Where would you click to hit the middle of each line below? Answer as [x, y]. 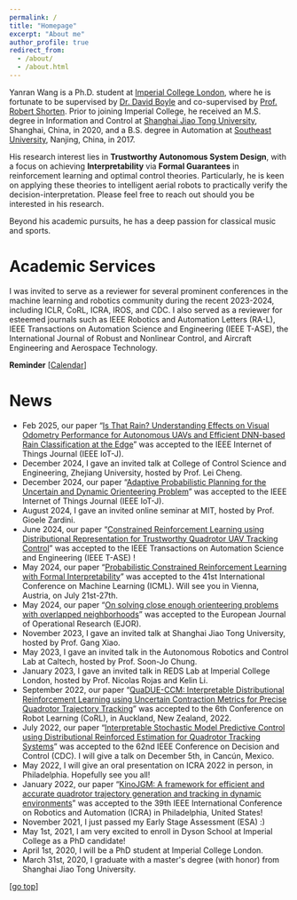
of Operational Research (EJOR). [82, 624]
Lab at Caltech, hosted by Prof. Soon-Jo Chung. [109, 661]
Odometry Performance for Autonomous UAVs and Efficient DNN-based [153, 434]
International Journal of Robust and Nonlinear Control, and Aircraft [130, 338]
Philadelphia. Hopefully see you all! [86, 775]
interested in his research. [57, 203]
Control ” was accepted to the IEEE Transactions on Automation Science [153, 548]
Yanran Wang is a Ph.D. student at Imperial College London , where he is [141, 92]
